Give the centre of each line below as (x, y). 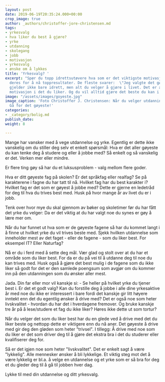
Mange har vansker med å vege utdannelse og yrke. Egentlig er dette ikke (80, 142)
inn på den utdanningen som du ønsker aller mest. (56, 273)
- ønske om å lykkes (26, 69)
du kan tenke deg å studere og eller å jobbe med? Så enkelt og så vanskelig (82, 152)
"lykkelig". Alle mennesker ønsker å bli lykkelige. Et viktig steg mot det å (78, 354)
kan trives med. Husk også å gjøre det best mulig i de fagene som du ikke (79, 263)
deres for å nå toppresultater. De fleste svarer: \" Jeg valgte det (82, 83)
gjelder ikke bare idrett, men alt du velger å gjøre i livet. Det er (83, 87)
